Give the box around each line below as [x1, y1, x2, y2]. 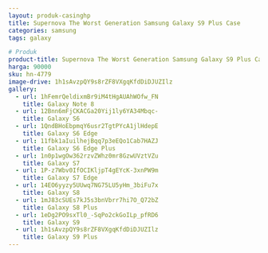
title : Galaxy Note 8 [22, 100, 94, 108]
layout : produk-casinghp [8, 11, 91, 20]
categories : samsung [8, 26, 77, 34]
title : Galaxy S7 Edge [22, 174, 98, 182]
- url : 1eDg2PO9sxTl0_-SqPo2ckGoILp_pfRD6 [15, 211, 159, 219]
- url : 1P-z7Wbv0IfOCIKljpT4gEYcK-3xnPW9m [15, 166, 159, 175]
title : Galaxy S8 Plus [22, 204, 98, 212]
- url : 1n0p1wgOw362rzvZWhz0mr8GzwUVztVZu [15, 152, 159, 160]
